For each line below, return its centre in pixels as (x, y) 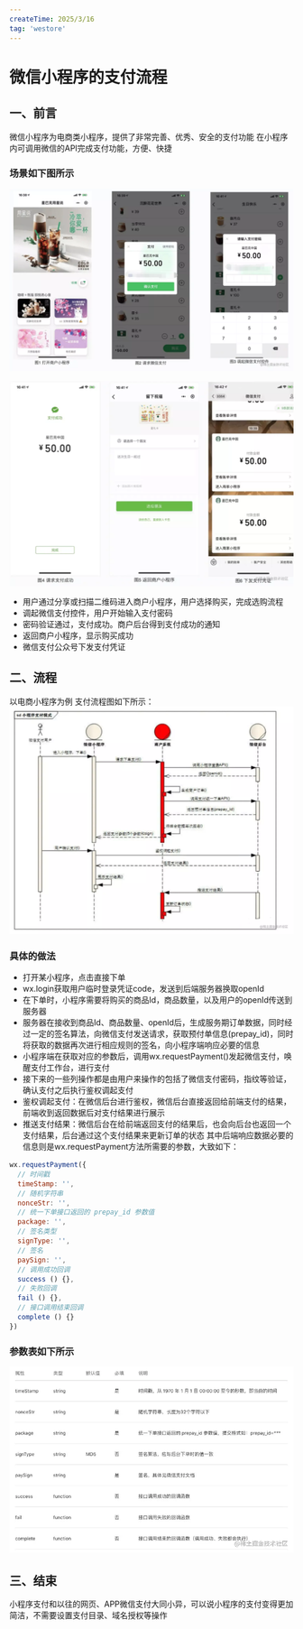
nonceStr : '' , (44, 1203)
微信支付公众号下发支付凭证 (74, 646)
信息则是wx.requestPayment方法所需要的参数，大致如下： (130, 1147)
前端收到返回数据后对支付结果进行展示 (93, 1113)
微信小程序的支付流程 (89, 77)
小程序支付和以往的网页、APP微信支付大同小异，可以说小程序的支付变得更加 (151, 1604)
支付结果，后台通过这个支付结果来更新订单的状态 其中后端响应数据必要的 (158, 1135)
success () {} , (46, 1279)
